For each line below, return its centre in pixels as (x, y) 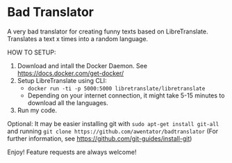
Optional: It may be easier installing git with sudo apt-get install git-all (113, 123)
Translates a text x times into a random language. (77, 38)
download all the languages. (68, 102)
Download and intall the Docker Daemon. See (82, 65)
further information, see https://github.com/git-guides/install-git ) (100, 138)
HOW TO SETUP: (32, 52)
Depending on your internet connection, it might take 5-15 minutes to (126, 95)
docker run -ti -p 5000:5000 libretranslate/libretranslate (116, 88)
